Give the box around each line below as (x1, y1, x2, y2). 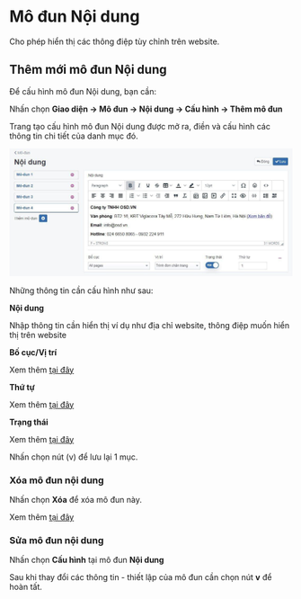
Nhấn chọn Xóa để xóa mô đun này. (9, 494, 142, 505)
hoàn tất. (9, 582, 43, 593)
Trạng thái (9, 416, 49, 427)
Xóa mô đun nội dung (9, 474, 105, 487)
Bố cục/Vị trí (9, 346, 58, 357)
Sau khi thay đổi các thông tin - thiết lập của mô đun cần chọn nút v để (9, 572, 272, 583)
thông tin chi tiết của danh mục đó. (9, 130, 138, 141)
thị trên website (9, 329, 67, 340)
